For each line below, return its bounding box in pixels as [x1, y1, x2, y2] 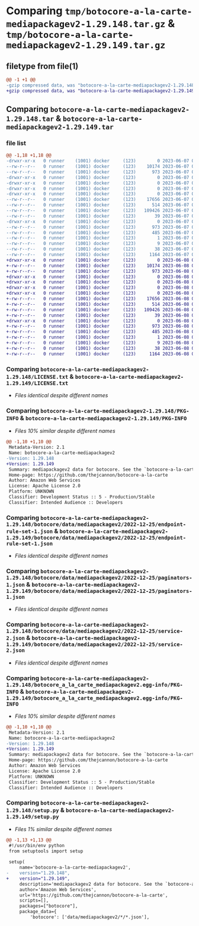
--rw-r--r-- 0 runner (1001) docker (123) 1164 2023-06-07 [6, 252, 190, 258]
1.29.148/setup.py [6, 807, 59, 814]
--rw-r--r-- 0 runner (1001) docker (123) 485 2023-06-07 [6, 229, 190, 235]
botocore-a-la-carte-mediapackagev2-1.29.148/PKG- [40, 407, 190, 414]
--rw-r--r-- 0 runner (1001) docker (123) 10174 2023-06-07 [6, 164, 190, 170]
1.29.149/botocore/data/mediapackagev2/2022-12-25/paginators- [6, 588, 192, 594]
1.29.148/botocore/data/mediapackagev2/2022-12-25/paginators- [6, 574, 192, 581]
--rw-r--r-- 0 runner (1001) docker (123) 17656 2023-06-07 [6, 197, 190, 203]
